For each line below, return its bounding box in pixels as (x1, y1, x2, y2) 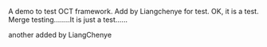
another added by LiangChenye (8, 31, 112, 39)
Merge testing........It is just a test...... (8, 15, 128, 24)
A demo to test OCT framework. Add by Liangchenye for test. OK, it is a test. (8, 7, 259, 16)
